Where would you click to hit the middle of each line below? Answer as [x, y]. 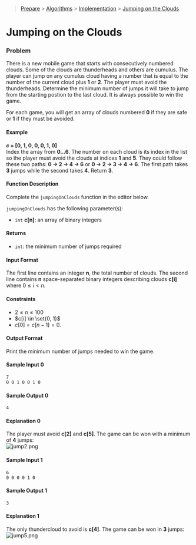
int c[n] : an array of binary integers [58, 220]
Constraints [21, 299]
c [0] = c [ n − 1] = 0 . [38, 325]
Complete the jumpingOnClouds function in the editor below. [77, 197]
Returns [16, 233]
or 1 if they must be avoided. [41, 119]
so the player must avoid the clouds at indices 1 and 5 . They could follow [94, 158]
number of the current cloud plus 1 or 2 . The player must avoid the [87, 82]
